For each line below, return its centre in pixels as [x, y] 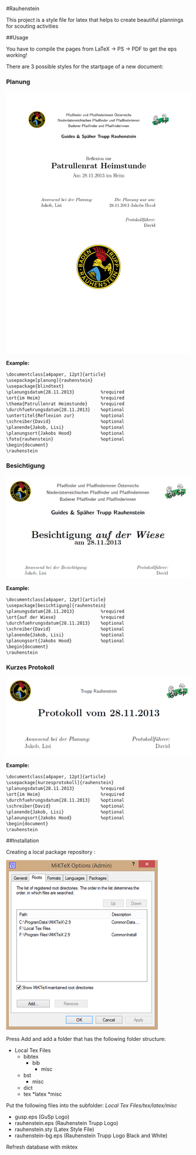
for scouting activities [32, 26]
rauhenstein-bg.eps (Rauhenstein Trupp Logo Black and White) [91, 1135]
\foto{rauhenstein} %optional [65, 439]
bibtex [31, 1056]
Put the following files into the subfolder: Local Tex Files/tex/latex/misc [92, 1105]
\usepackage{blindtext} [35, 386]
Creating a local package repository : [51, 852]
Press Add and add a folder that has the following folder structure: [86, 1039]
